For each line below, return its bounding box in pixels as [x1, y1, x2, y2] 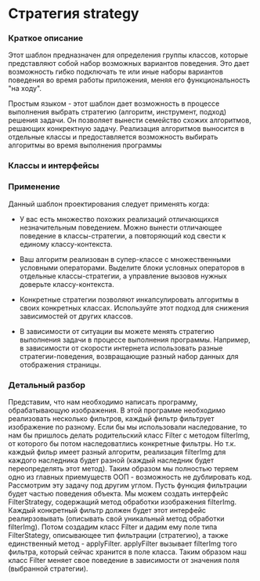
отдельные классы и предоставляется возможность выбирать [8, 133, 218, 142]
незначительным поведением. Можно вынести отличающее [19, 223, 222, 232]
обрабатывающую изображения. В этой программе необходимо [8, 405, 226, 415]
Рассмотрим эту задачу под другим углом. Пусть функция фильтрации [8, 481, 247, 490]
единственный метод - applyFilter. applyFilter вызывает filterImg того [8, 539, 237, 548]
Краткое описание [8, 33, 84, 44]
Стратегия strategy [8, 5, 139, 23]
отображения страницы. [19, 360, 102, 369]
